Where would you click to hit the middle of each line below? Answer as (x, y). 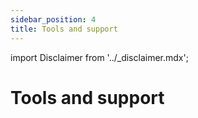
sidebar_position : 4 (53, 19)
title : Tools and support (64, 29)
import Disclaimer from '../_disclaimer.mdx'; (99, 57)
